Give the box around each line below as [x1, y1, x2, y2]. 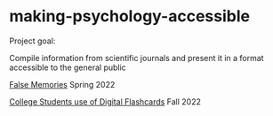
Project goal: [9, 35, 56, 46]
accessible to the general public [9, 62, 126, 73]
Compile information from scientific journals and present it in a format [9, 52, 264, 63]
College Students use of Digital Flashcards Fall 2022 [9, 96, 202, 107]
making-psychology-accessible [9, 6, 251, 27]
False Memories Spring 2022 [9, 79, 116, 89]
